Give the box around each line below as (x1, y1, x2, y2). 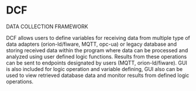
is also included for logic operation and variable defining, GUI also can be (6, 65, 183, 72)
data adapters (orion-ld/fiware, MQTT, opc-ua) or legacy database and (6, 41, 177, 48)
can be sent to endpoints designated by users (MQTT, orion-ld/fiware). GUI (6, 59, 187, 66)
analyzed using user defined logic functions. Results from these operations (6, 53, 187, 60)
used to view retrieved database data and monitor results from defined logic (6, 72, 190, 79)
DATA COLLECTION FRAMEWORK (6, 23, 88, 30)
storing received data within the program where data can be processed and (6, 46, 188, 53)
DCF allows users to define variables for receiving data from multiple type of (6, 34, 190, 41)
